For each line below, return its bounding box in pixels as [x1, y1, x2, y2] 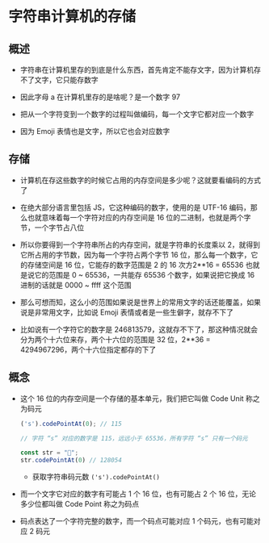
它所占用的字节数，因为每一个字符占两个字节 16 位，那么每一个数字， [19, 249, 252, 259]
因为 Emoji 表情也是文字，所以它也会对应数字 [19, 127, 170, 136]
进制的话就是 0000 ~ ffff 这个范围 [19, 280, 132, 290]
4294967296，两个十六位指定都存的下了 [19, 345, 157, 354]
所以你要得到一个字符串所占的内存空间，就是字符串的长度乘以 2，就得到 [19, 240, 261, 249]
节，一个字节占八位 [19, 223, 85, 232]
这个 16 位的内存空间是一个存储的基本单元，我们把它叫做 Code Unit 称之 [19, 393, 260, 403]
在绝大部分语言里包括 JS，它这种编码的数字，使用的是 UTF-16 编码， [19, 203, 251, 212]
